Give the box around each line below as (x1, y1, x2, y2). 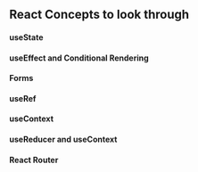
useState (9, 31, 44, 43)
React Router (9, 154, 59, 165)
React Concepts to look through (9, 7, 190, 22)
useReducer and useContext (9, 134, 118, 144)
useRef (9, 93, 37, 103)
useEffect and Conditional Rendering (9, 53, 149, 63)
